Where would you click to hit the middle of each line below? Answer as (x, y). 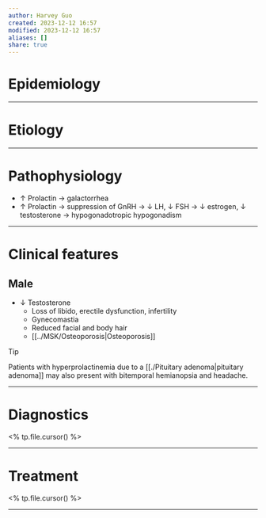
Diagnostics (49, 415)
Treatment (44, 476)
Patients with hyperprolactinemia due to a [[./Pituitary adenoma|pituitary (126, 367)
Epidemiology (55, 84)
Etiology (36, 130)
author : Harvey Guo (40, 15)
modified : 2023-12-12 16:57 (55, 30)
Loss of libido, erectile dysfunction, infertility (104, 310)
